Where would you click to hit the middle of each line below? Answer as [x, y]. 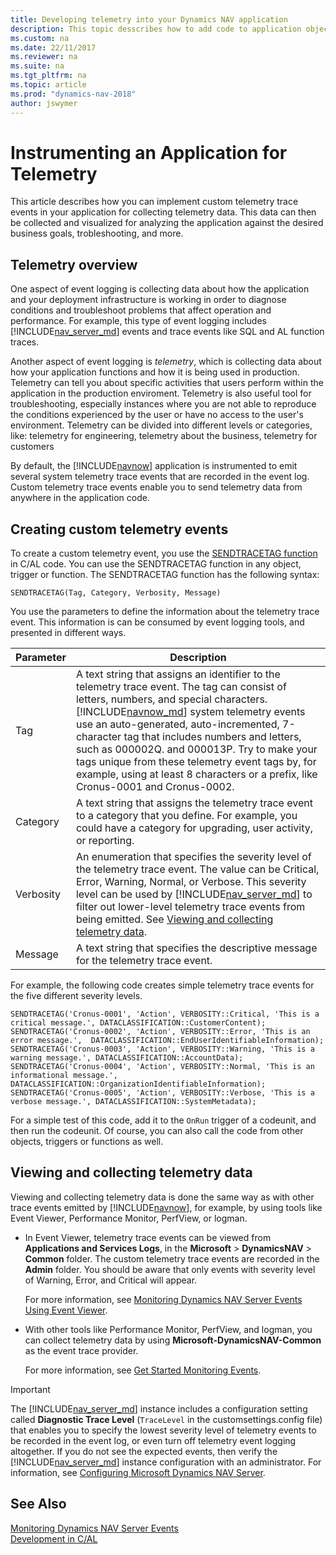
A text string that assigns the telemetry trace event [194, 803]
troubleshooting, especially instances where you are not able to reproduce [163, 404]
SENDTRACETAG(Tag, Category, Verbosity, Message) [116, 593]
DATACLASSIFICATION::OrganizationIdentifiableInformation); [138, 1084]
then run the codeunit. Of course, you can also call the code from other [157, 1131]
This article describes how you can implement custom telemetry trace [154, 202]
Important [30, 1389]
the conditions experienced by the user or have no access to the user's [157, 415]
